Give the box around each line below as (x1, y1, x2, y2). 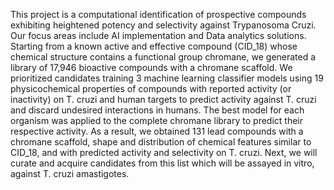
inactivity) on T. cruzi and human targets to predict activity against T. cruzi (10, 94, 317, 105)
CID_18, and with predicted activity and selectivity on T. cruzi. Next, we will (10, 147, 318, 158)
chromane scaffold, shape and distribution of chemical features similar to (10, 136, 312, 148)
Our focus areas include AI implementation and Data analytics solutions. (10, 30, 307, 41)
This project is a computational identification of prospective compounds (10, 9, 307, 20)
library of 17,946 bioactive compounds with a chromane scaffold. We (10, 62, 293, 73)
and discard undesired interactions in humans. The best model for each (10, 104, 305, 116)
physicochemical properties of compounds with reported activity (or (10, 83, 292, 94)
